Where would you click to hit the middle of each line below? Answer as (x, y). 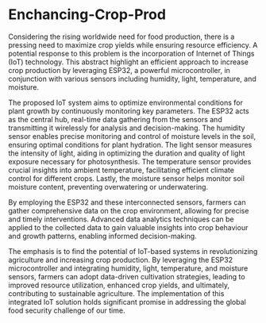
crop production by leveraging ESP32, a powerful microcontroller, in (119, 70)
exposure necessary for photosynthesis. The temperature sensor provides (130, 161)
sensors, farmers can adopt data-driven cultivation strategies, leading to (127, 276)
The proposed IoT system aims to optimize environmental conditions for (126, 102)
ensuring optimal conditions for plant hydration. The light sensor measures (130, 144)
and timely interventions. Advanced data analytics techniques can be (121, 219)
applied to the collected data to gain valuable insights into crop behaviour (128, 227)
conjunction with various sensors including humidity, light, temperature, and (132, 79)
